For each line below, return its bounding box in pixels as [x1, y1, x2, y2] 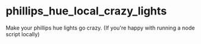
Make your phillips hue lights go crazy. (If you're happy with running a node [5, 24, 196, 31]
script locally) [5, 30, 40, 37]
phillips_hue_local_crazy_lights [5, 4, 167, 18]
